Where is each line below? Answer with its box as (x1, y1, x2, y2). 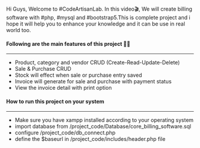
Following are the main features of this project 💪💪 (6, 40, 131, 47)
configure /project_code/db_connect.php (14, 129, 116, 136)
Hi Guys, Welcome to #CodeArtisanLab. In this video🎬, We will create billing (6, 5, 192, 12)
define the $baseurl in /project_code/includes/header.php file (14, 136, 165, 143)
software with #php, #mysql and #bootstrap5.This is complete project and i (6, 14, 190, 21)
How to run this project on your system (6, 97, 105, 105)
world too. (6, 27, 32, 33)
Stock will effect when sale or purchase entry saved (14, 71, 142, 79)
